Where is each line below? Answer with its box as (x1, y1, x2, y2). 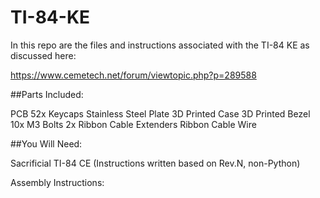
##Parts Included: (10, 88, 84, 100)
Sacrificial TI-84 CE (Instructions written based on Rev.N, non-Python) (10, 157, 301, 169)
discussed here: (10, 49, 77, 61)
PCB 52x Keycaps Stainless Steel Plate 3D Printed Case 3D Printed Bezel (10, 107, 311, 120)
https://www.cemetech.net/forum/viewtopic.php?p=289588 (10, 69, 257, 81)
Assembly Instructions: (10, 176, 105, 188)
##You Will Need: (10, 137, 83, 150)
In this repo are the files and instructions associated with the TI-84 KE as (10, 39, 310, 51)
